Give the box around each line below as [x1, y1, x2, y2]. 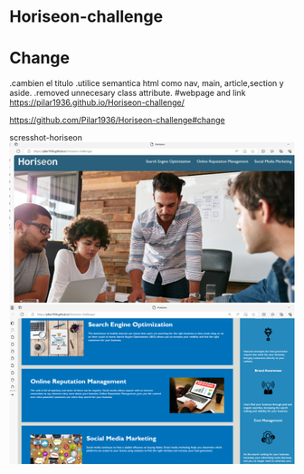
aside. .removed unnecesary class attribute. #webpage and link [9, 88, 246, 99]
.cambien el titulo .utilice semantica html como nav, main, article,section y [9, 78, 284, 89]
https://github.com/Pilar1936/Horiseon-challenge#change [9, 115, 225, 126]
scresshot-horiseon [9, 132, 83, 143]
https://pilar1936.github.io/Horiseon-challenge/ [9, 97, 185, 108]
